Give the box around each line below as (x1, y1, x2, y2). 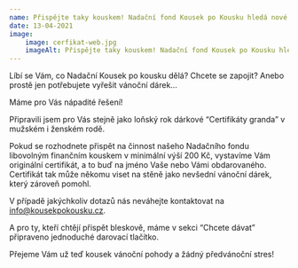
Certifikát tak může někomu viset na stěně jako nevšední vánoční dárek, (9, 169, 272, 180)
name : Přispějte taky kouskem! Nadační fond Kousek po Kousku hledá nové (9, 12, 288, 22)
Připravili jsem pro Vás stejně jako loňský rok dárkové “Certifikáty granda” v (9, 114, 286, 125)
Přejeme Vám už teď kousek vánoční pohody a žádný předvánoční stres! (9, 249, 275, 260)
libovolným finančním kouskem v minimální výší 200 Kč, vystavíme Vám (9, 150, 271, 161)
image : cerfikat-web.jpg (25, 37, 117, 47)
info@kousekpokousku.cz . (9, 205, 106, 216)
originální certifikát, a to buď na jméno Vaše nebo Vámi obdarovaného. (9, 160, 267, 170)
